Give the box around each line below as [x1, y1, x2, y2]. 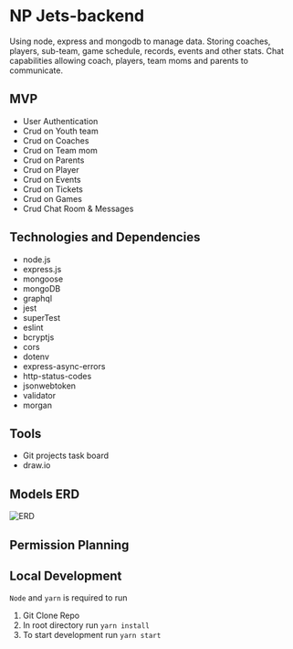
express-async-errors [22, 360, 106, 371]
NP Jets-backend [9, 5, 145, 27]
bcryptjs [22, 331, 55, 343]
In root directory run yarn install [22, 620, 151, 631]
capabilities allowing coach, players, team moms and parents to [9, 55, 249, 66]
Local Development [9, 568, 122, 583]
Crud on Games [22, 193, 82, 204]
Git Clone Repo [22, 610, 80, 622]
